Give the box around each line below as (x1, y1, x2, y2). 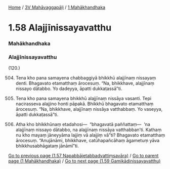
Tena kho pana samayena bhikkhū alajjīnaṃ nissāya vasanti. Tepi (15, 96, 151, 102)
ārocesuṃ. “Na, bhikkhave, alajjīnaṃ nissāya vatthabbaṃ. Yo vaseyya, (15, 106, 163, 112)
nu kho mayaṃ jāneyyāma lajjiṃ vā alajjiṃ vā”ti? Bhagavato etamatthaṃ (15, 132, 165, 138)
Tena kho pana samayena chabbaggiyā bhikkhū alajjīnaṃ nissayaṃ (15, 75, 156, 81)
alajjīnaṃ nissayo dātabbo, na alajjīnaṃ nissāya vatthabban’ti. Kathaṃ (15, 126, 162, 133)
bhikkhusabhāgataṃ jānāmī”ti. (15, 143, 79, 149)
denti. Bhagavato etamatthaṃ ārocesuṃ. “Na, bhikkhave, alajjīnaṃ (15, 80, 155, 87)
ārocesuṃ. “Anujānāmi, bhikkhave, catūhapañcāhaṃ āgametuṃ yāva (15, 138, 160, 144)
